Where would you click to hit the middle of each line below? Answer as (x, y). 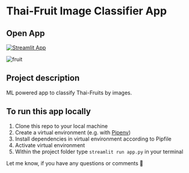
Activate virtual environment (50, 145)
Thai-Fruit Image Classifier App (87, 11)
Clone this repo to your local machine (61, 126)
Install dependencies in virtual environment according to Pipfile (93, 139)
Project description (43, 78)
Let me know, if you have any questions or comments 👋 (75, 163)
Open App (26, 33)
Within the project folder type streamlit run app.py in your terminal (99, 151)
